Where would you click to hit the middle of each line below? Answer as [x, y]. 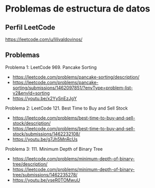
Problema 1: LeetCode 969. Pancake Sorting [51, 67]
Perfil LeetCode [30, 27]
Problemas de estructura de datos [78, 9]
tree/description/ [30, 164]
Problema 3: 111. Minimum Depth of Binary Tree [54, 149]
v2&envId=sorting [31, 93]
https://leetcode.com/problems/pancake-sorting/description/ [76, 77]
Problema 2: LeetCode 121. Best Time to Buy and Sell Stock [67, 108]
